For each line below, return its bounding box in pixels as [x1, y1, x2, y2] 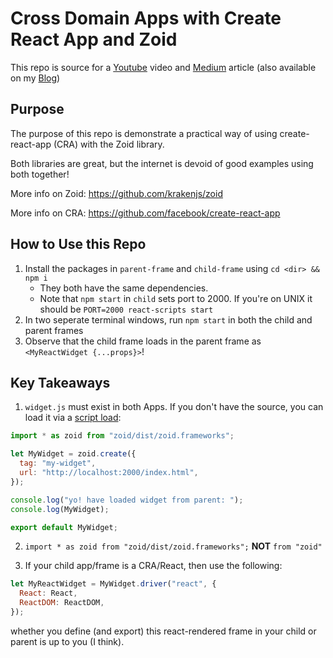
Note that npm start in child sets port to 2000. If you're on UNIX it [39, 292, 313, 304]
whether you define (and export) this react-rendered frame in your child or [10, 625, 317, 637]
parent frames [24, 324, 84, 336]
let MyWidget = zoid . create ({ [10, 449, 137, 459]
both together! [10, 168, 70, 180]
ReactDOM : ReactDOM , [19, 598, 105, 608]
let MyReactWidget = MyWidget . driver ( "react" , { [10, 579, 217, 589]
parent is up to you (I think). [10, 635, 125, 647]
